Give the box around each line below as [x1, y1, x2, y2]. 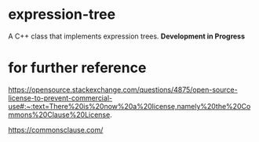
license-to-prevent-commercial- [8, 93, 112, 103]
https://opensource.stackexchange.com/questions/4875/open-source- [8, 85, 238, 94]
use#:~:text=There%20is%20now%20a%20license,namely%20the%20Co [8, 101, 251, 111]
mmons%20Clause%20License [8, 110, 111, 119]
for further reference [8, 59, 147, 77]
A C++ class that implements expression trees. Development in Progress [8, 31, 246, 41]
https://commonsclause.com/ [8, 125, 104, 134]
